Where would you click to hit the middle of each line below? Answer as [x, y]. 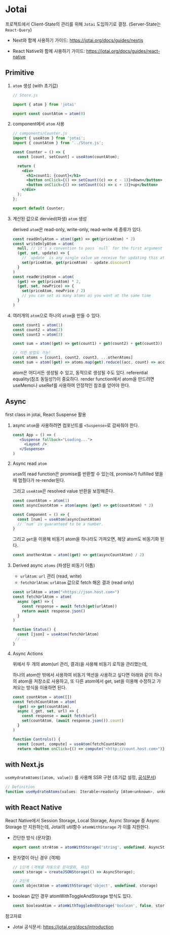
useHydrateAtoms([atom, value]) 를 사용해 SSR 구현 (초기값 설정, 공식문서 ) [81, 778]
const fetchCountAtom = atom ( [45, 702]
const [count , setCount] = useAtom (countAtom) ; [69, 157]
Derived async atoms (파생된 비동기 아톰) [54, 565]
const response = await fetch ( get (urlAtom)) [70, 606]
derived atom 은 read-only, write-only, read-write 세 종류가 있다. [77, 229]
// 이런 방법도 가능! [32, 353]
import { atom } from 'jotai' [45, 104]
